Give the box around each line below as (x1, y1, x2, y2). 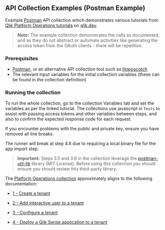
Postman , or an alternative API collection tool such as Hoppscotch (12, 66, 148, 72)
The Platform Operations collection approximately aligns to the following (5, 175, 153, 181)
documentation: (5, 181, 38, 187)
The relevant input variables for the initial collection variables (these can (12, 71, 160, 77)
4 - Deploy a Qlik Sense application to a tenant (12, 219, 108, 225)
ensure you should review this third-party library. (17, 166, 117, 172)
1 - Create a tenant (12, 190, 51, 196)
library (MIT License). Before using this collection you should (31, 161, 156, 167)
